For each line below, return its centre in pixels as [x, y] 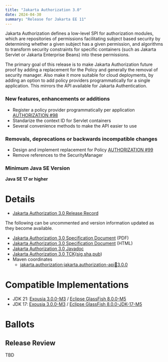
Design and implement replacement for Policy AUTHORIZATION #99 [83, 150]
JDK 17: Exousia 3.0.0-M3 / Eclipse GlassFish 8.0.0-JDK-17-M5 [77, 304]
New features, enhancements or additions [58, 99]
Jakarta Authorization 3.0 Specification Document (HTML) [72, 244]
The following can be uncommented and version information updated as [80, 223]
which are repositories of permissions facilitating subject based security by [83, 39]
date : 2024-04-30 [23, 15]
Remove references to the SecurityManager [58, 155]
